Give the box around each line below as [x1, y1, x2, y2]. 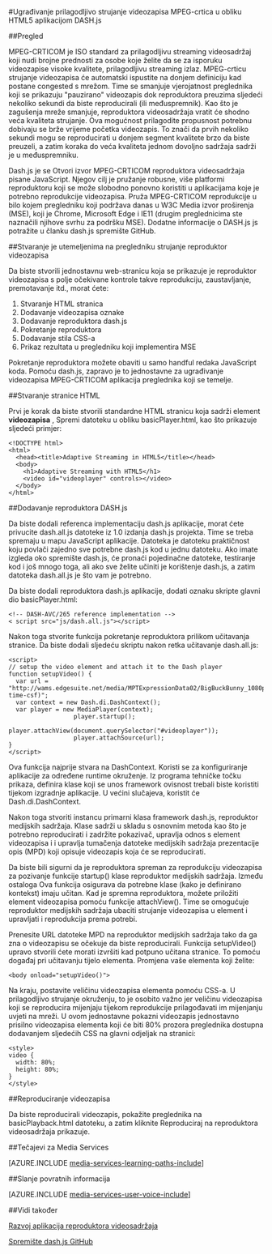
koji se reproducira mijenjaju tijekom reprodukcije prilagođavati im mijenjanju [8, 1003, 263, 1012]
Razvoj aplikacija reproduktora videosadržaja [8, 1221, 159, 1231]
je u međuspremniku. [8, 150, 79, 160]
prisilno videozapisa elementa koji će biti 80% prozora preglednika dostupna [8, 1020, 264, 1030]
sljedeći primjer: [8, 424, 62, 433]
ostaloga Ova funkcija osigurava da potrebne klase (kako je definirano [8, 880, 242, 889]
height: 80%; [15, 1065, 60, 1073]
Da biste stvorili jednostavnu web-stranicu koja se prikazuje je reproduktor [8, 267, 257, 275]
